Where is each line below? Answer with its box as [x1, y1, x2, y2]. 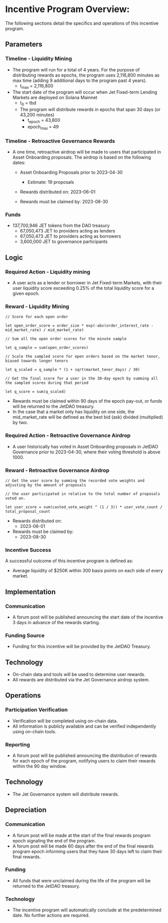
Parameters [5, 40, 43, 49]
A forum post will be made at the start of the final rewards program [12, 832, 151, 838]
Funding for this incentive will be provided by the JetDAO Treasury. [12, 643, 151, 650]
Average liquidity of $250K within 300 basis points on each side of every [12, 568, 163, 574]
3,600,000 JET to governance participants [20, 239, 108, 245]
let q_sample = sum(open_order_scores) [5, 345, 89, 350]
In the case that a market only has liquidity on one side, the [12, 409, 134, 415]
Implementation [5, 587, 56, 596]
